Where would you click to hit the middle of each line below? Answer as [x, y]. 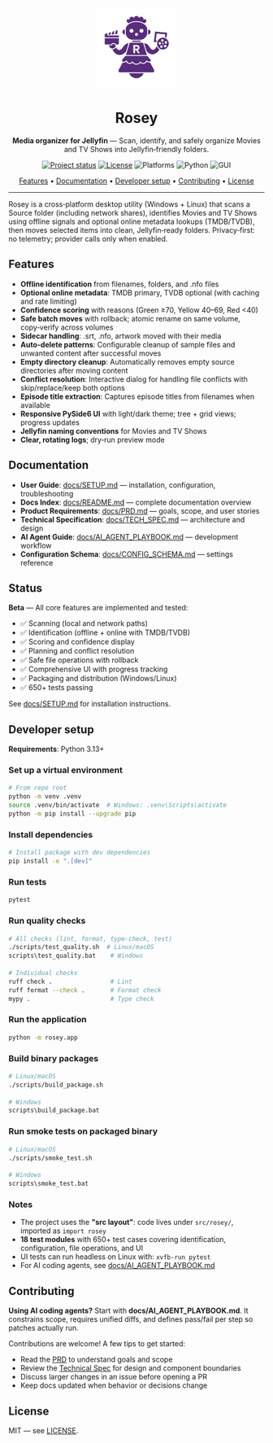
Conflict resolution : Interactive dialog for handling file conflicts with [134, 379]
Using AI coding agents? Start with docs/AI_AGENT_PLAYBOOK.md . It [128, 1311]
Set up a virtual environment [66, 770]
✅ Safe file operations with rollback [79, 660]
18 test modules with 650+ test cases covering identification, [123, 1240]
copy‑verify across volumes [67, 327]
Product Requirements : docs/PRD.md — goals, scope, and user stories [140, 510]
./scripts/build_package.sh [56, 1085]
